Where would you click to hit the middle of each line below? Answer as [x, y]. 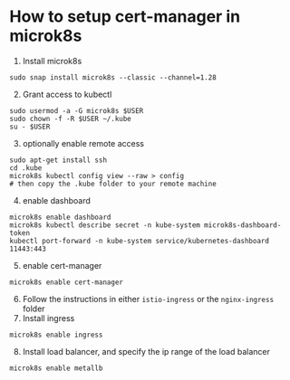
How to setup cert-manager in [125, 17]
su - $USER [30, 127]
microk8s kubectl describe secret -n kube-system [105, 225]
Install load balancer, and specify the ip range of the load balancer [146, 351]
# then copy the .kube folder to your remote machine [113, 184]
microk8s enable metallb [56, 368]
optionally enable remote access [83, 143]
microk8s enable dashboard [60, 217]
